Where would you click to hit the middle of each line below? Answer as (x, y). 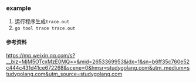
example (18, 8)
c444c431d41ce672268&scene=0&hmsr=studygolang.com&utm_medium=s (98, 67)
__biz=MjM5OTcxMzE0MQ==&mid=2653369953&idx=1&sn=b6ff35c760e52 (98, 62)
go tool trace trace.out (45, 28)
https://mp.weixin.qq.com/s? (40, 55)
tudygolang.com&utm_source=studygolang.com (64, 74)
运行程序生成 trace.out (42, 21)
